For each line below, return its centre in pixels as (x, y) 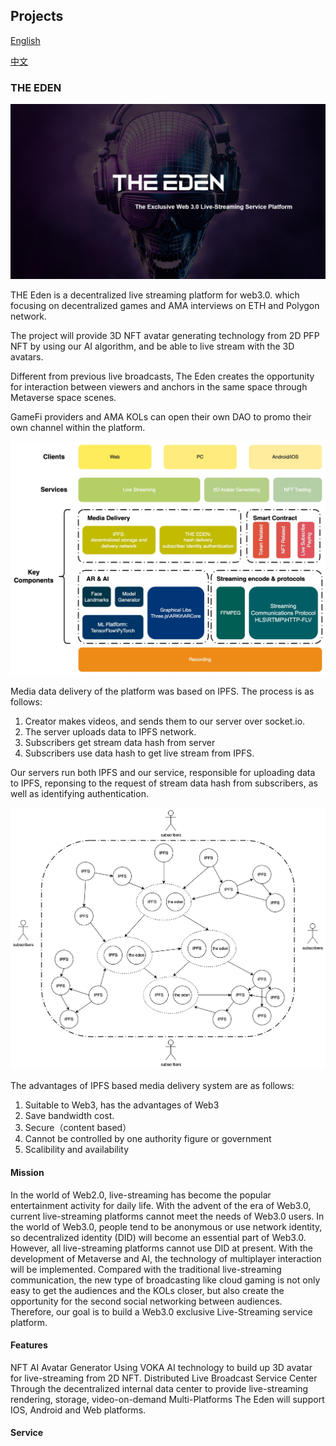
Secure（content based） (78, 1128)
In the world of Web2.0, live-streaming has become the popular (141, 1195)
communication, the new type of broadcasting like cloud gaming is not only (165, 1280)
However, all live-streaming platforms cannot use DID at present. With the (161, 1248)
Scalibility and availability (77, 1150)
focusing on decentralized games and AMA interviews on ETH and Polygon (165, 305)
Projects (37, 16)
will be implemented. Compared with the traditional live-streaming (146, 1269)
